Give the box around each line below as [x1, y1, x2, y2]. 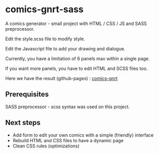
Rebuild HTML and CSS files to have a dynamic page [12, 137, 124, 143]
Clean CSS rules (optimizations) [12, 143, 80, 149]
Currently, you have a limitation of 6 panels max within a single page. [5, 55, 150, 62]
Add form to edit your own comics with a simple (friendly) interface [12, 132, 154, 138]
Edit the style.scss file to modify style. [5, 36, 85, 42]
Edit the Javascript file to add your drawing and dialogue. [5, 45, 126, 52]
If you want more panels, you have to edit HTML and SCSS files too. [5, 65, 148, 71]
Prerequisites [5, 90, 49, 99]
